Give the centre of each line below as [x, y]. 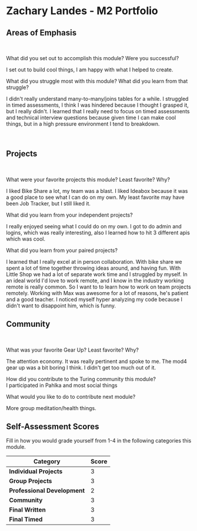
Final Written [27, 510]
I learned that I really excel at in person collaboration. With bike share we [94, 261]
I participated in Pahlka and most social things [62, 385]
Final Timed [26, 519]
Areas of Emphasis [41, 33]
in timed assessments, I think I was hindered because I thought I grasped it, [98, 105]
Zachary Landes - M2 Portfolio [82, 11]
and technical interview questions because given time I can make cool [91, 117]
